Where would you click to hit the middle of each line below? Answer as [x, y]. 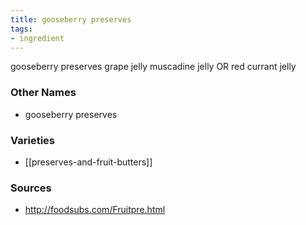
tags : [21, 29]
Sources [31, 188]
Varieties [32, 140]
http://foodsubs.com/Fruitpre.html [95, 210]
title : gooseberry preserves [71, 19]
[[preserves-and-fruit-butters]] [88, 162]
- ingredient [37, 38]
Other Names [43, 93]
